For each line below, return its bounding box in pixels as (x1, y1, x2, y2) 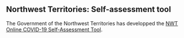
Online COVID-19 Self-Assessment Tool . (6, 26, 103, 33)
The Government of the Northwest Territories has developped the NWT (6, 20, 178, 26)
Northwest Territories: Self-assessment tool (6, 5, 171, 14)
